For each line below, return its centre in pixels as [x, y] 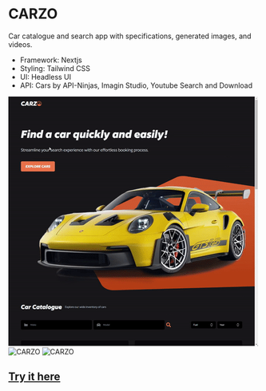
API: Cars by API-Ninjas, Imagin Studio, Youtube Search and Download [136, 85]
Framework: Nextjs [51, 60]
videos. [20, 44]
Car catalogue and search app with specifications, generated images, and [130, 36]
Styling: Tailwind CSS [55, 68]
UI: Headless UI [46, 77]
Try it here [34, 377]
